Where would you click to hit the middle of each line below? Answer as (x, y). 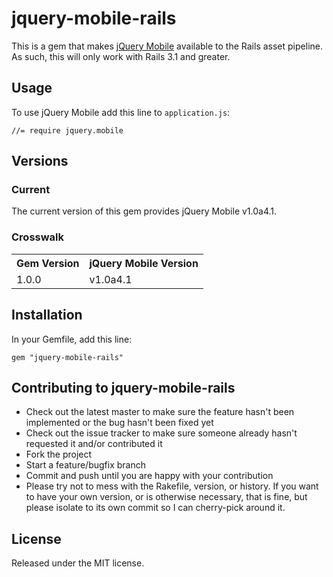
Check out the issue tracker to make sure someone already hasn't (161, 433)
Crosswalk (38, 237)
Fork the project (59, 454)
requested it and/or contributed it (94, 444)
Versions (40, 161)
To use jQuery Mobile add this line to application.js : (121, 112)
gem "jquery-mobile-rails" (67, 357)
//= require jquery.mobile (67, 130)
